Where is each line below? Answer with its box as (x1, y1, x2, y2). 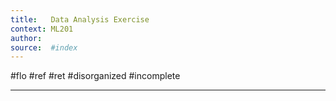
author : (10, 33, 43, 43)
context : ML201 (10, 24, 74, 34)
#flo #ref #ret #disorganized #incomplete (10, 70, 181, 82)
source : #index (10, 42, 78, 53)
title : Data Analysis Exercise (10, 14, 150, 25)
